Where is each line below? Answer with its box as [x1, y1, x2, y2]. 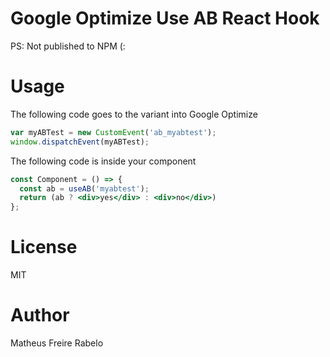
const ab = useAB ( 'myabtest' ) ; [19, 183, 150, 194]
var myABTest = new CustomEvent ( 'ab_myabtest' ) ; [10, 127, 217, 137]
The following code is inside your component [10, 155, 197, 167]
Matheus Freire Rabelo [10, 337, 104, 349]
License [10, 236, 78, 259]
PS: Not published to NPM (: [10, 40, 126, 52]
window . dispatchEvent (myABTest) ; [10, 137, 150, 147]
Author [10, 304, 70, 327]
